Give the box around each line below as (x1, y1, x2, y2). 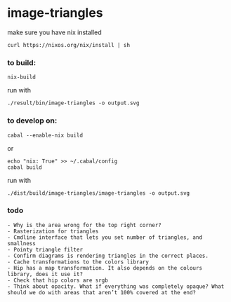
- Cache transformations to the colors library (7, 258, 150, 266)
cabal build (7, 163, 42, 171)
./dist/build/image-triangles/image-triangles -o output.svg (7, 189, 190, 197)
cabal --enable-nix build (7, 132, 83, 139)
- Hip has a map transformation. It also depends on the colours (7, 264, 202, 271)
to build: (7, 57, 37, 67)
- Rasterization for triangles (7, 228, 99, 235)
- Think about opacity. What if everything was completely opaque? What (7, 282, 225, 290)
